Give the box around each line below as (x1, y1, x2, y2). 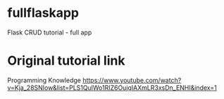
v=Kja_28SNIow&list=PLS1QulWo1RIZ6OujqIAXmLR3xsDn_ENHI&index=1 (7, 83, 217, 92)
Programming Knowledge (7, 76, 81, 84)
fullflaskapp (7, 5, 80, 21)
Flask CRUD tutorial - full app (7, 28, 92, 37)
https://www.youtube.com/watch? (82, 76, 182, 84)
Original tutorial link (7, 53, 125, 69)
